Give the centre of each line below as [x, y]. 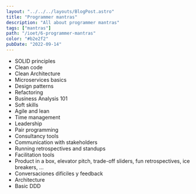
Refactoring [29, 92]
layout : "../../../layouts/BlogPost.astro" [60, 11]
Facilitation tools [34, 155]
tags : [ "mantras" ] [29, 28]
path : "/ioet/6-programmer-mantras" [51, 34]
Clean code [29, 67]
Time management [37, 117]
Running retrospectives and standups [60, 148]
